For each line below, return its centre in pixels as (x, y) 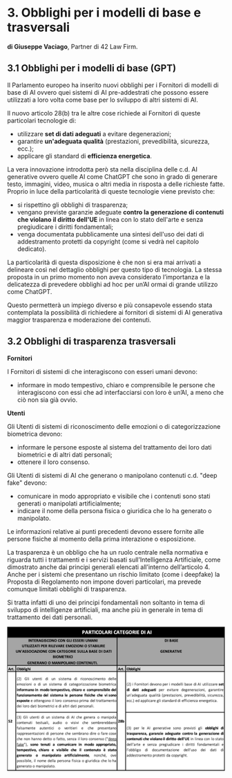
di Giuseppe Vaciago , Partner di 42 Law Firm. (72, 46)
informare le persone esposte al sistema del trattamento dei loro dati (114, 447)
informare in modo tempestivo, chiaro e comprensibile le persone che (116, 385)
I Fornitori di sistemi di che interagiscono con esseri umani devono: (103, 371)
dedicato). (32, 249)
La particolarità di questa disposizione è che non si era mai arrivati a (104, 262)
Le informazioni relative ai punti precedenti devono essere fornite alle (106, 531)
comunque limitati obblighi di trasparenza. (67, 589)
